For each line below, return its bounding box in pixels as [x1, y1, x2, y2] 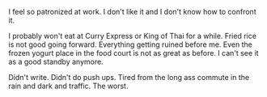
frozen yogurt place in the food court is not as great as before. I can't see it [8, 48, 259, 57]
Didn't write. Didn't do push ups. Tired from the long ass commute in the [8, 73, 249, 82]
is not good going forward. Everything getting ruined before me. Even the [8, 40, 252, 49]
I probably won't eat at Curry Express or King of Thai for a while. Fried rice [8, 32, 257, 40]
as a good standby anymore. [8, 57, 104, 66]
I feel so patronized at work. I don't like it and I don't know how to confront [8, 7, 256, 16]
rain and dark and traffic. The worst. [8, 81, 129, 91]
